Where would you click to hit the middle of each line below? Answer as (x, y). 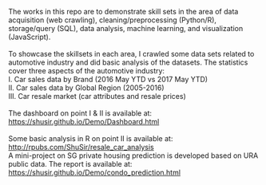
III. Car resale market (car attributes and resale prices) (97, 96)
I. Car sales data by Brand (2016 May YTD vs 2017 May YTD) (108, 79)
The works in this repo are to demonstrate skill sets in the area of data (123, 12)
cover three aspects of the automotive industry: (87, 71)
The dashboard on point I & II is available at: (80, 113)
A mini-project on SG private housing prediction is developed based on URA (133, 155)
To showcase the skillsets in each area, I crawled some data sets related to (131, 54)
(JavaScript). (30, 37)
